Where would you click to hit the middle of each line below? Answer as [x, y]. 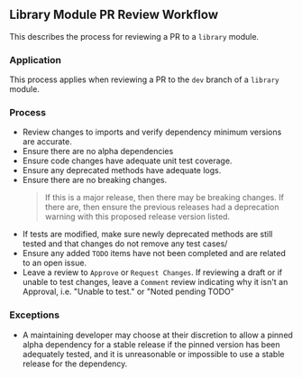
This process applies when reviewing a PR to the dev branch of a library [144, 79]
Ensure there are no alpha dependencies [98, 152]
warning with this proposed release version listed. [137, 217]
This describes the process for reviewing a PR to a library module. [134, 36]
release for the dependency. [75, 364]
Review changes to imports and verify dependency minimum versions [152, 132]
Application [35, 60]
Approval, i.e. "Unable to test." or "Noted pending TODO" [128, 291]
